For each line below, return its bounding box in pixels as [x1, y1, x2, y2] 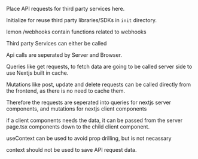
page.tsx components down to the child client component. [6, 123, 150, 130]
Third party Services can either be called [6, 40, 107, 47]
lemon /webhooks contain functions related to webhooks [6, 28, 147, 35]
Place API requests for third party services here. [6, 5, 125, 12]
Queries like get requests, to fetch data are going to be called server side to [6, 63, 193, 70]
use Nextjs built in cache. [6, 69, 69, 77]
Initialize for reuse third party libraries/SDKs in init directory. [6, 17, 157, 23]
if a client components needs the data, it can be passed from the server [6, 117, 183, 124]
